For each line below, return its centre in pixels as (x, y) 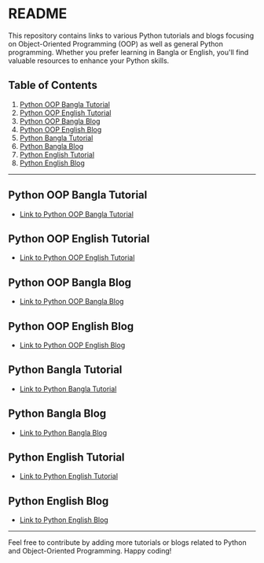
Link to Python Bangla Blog (63, 432)
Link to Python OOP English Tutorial (77, 257)
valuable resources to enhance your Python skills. (89, 61)
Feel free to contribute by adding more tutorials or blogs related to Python (127, 543)
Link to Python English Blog (64, 520)
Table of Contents (53, 85)
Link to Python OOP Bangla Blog (71, 302)
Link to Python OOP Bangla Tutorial (76, 214)
